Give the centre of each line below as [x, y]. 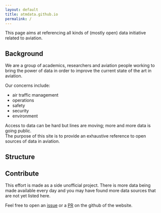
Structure [20, 157]
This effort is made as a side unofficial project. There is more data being [78, 185]
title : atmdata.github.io [31, 14]
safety [19, 106]
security [21, 111]
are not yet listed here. [28, 196]
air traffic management [35, 95]
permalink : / [18, 19]
